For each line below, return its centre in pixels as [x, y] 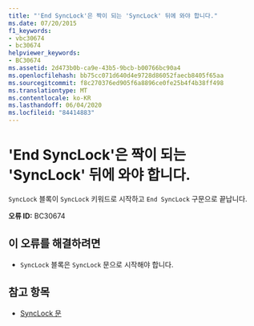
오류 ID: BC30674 [37, 216]
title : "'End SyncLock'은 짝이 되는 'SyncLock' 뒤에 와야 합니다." [113, 16]
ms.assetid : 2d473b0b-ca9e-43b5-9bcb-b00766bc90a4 [95, 68]
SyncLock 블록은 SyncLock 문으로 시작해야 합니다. [97, 264]
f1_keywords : [30, 31]
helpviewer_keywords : [44, 53]
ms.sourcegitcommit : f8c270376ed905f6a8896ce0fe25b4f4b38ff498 [116, 83]
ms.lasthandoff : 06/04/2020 [55, 105]
